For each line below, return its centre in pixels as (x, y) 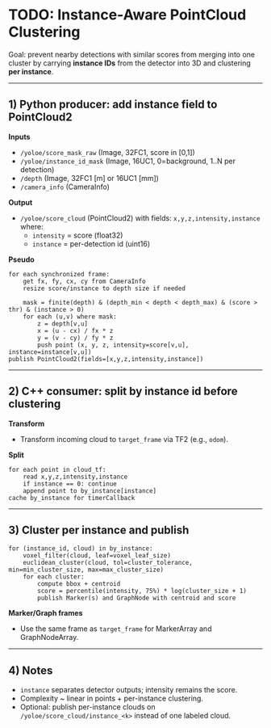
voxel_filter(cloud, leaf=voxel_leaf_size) (97, 556)
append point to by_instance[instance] (90, 490)
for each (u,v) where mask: (70, 317)
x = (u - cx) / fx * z (75, 330)
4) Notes (31, 670)
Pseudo (21, 259)
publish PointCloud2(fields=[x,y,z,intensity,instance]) (106, 359)
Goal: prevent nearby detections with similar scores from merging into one (132, 54)
